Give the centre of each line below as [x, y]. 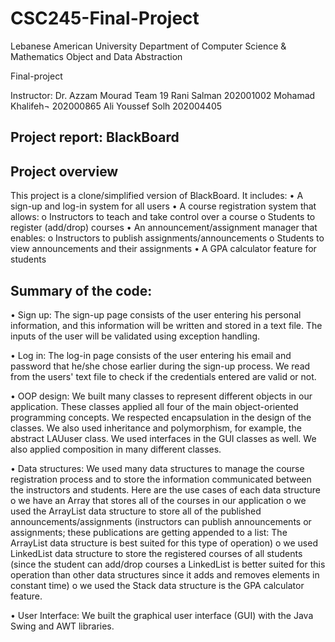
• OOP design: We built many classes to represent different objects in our [161, 396]
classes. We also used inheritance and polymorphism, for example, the [156, 428]
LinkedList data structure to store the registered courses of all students [156, 553]
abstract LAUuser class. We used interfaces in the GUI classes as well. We [163, 438]
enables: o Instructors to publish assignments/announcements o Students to [167, 238]
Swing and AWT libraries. [62, 626]
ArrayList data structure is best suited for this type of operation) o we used [164, 543]
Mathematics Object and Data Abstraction [96, 56]
